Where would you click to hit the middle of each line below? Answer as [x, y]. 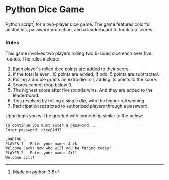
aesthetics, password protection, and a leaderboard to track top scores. [80, 29]
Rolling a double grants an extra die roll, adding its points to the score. [85, 79]
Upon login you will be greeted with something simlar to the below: [74, 116]
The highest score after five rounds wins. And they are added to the [83, 90]
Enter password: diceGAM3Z [33, 130]
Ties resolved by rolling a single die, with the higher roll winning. [79, 101]
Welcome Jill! [20, 158]
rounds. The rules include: [32, 58]
